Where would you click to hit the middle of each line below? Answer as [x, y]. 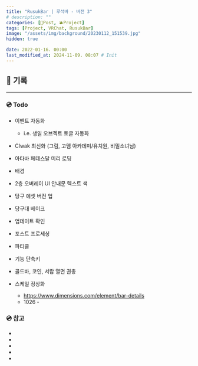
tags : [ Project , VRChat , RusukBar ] [50, 28]
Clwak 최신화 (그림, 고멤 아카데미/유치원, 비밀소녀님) [75, 146]
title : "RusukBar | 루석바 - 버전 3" [49, 12]
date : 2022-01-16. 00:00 [37, 50]
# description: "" [29, 17]
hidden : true [22, 39]
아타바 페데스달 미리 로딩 [43, 158]
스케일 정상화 [30, 283]
